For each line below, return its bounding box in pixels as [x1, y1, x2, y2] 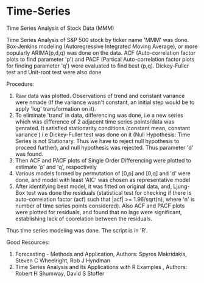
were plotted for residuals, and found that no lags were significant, [15, 208, 183, 215]
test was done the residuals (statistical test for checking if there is [26, 189, 192, 196]
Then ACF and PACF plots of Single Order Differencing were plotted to [15, 156, 192, 164]
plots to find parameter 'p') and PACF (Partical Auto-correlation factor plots [6, 55, 195, 63]
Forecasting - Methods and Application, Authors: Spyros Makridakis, [15, 250, 188, 257]
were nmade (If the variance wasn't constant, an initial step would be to [15, 99, 195, 106]
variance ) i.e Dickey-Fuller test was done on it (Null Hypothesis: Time [15, 131, 191, 138]
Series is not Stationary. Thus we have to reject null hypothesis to [15, 137, 180, 144]
